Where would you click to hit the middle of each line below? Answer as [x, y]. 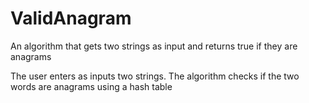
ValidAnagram [71, 18]
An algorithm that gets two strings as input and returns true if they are [154, 46]
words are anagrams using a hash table [91, 86]
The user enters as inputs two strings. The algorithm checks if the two [155, 76]
